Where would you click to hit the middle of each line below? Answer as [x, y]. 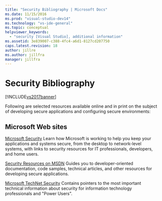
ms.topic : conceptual [27, 28]
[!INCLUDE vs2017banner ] [31, 97]
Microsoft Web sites [36, 127]
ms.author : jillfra [25, 55]
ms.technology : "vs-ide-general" [39, 23]
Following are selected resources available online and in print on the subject [81, 106]
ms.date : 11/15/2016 [26, 14]
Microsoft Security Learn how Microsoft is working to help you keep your [78, 138]
